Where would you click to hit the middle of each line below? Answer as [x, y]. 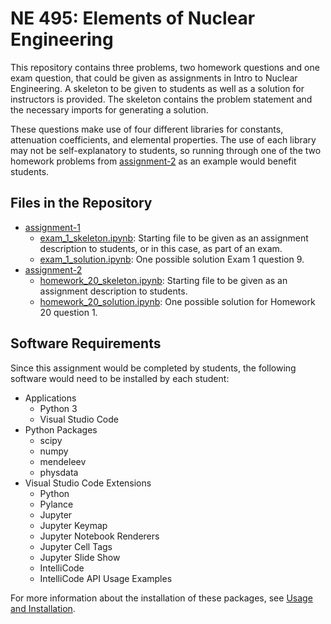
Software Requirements [86, 343]
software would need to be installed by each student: [120, 378]
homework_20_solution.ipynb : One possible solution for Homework [177, 301]
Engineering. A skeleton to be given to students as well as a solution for [157, 88]
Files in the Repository [81, 203]
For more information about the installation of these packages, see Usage [161, 598]
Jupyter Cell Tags [76, 546]
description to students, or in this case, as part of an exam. [161, 248]
